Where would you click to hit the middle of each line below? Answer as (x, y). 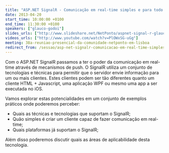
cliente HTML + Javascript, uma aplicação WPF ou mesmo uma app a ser (81, 83)
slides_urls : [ (21, 33)
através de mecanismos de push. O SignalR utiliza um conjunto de (84, 67)
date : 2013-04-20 (23, 15)
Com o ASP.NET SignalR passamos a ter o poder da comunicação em (77, 62)
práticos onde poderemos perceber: (43, 104)
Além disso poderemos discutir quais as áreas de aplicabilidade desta (77, 139)
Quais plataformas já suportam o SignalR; (55, 130)
